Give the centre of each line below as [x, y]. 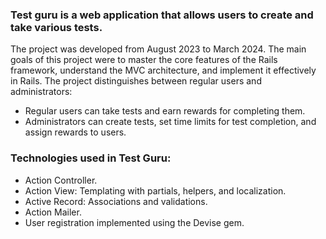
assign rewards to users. [75, 132]
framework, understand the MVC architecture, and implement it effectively [163, 70]
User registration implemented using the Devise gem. [134, 222]
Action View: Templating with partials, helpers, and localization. [155, 190]
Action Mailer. [53, 212]
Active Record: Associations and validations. [116, 201]
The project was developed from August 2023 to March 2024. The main [158, 49]
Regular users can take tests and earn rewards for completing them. [165, 111]
